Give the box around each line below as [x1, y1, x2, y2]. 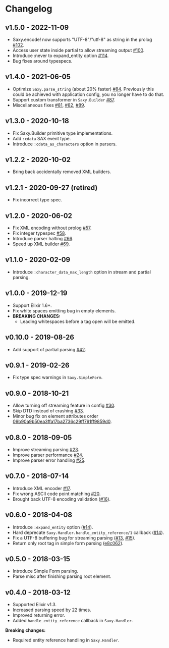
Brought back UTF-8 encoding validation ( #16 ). [12, 496, 111, 502]
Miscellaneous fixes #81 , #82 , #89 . [12, 102, 86, 108]
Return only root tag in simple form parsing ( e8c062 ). [12, 540, 124, 546]
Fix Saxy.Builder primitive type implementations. [12, 130, 113, 136]
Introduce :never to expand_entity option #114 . [12, 52, 109, 59]
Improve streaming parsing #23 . [12, 446, 80, 452]
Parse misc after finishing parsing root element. [12, 573, 111, 579]
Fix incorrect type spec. [12, 197, 62, 203]
